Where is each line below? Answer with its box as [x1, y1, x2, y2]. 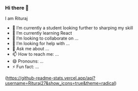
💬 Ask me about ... [12, 46, 49, 52]
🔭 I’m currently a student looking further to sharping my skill [12, 25, 133, 31]
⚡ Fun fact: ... [12, 64, 39, 70]
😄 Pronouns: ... [12, 58, 44, 64]
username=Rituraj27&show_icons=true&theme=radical [5, 80, 115, 86]
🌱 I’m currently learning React [12, 30, 72, 36]
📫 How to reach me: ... [12, 51, 59, 57]
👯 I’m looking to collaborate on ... [12, 35, 79, 41]
